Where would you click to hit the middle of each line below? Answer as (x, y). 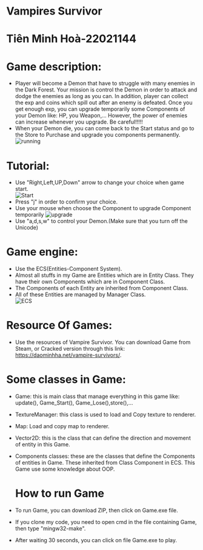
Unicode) (26, 228)
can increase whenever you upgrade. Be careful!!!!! (79, 122)
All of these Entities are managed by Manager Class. (80, 294)
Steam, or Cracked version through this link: (70, 349)
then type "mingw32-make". (50, 528)
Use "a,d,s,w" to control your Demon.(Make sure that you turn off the (101, 221)
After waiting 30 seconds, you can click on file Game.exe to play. (96, 540)
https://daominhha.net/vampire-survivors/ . (68, 355)
